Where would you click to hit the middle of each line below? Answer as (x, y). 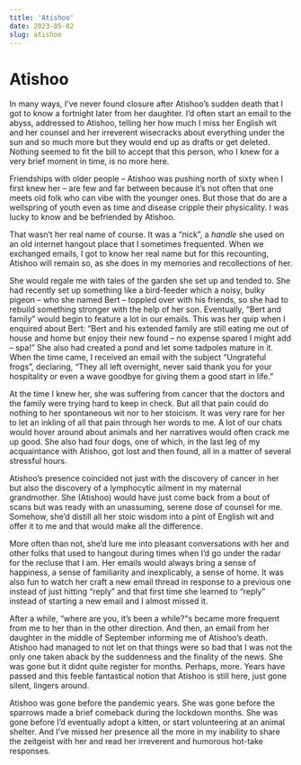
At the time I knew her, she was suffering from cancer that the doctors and (147, 394)
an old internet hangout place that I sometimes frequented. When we (137, 244)
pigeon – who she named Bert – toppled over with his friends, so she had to (149, 300)
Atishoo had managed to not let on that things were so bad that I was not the (151, 647)
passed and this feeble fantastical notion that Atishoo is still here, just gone (148, 676)
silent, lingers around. (49, 686)
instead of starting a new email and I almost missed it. (109, 601)
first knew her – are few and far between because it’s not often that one (142, 188)
